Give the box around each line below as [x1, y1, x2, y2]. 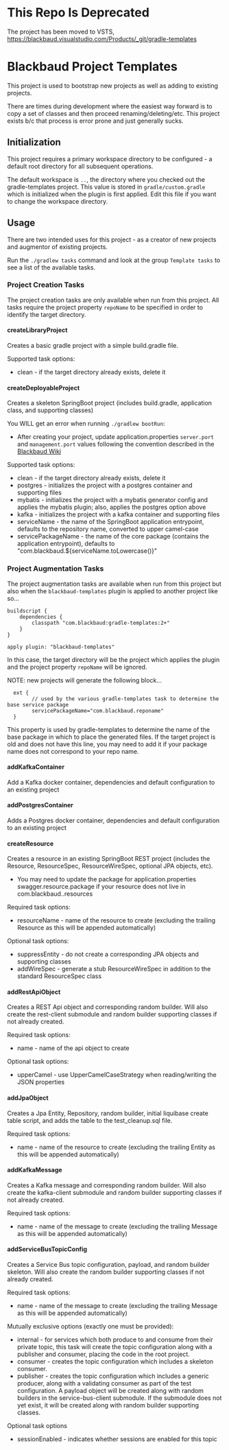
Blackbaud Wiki [16, 447, 62, 455]
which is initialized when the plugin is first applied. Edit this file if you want [7, 190, 217, 198]
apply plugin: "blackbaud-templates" [7, 643, 115, 650]
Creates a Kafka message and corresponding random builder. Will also [7, 1181, 207, 1189]
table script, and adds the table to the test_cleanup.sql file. [7, 1116, 173, 1124]
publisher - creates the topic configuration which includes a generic [16, 1372, 209, 1380]
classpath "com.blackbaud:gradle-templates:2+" [32, 619, 170, 626]
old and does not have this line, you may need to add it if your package [7, 739, 208, 748]
